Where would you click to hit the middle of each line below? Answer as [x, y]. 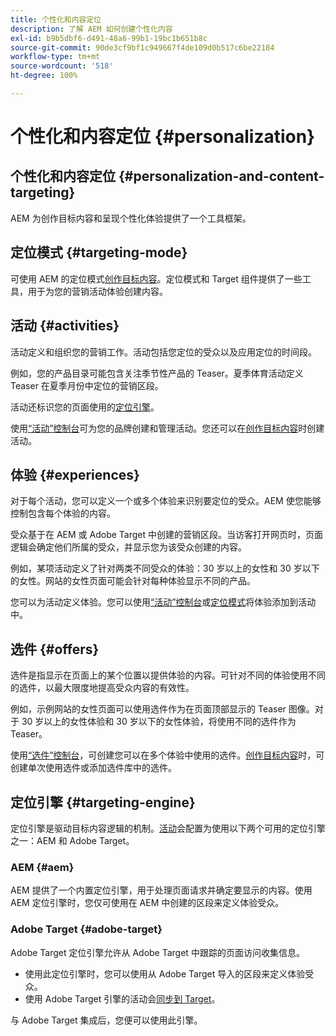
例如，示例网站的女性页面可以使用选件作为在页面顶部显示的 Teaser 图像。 [162, 709]
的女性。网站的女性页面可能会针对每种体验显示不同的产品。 [133, 581]
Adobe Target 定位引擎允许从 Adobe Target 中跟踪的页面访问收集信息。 [157, 952]
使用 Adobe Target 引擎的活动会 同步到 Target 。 [122, 998]
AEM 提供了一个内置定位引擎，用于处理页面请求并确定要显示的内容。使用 [161, 890]
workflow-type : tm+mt [55, 57]
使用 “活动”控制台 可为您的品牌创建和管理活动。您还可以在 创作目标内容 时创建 [167, 428]
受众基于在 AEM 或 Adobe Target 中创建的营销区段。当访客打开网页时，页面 [167, 535]
